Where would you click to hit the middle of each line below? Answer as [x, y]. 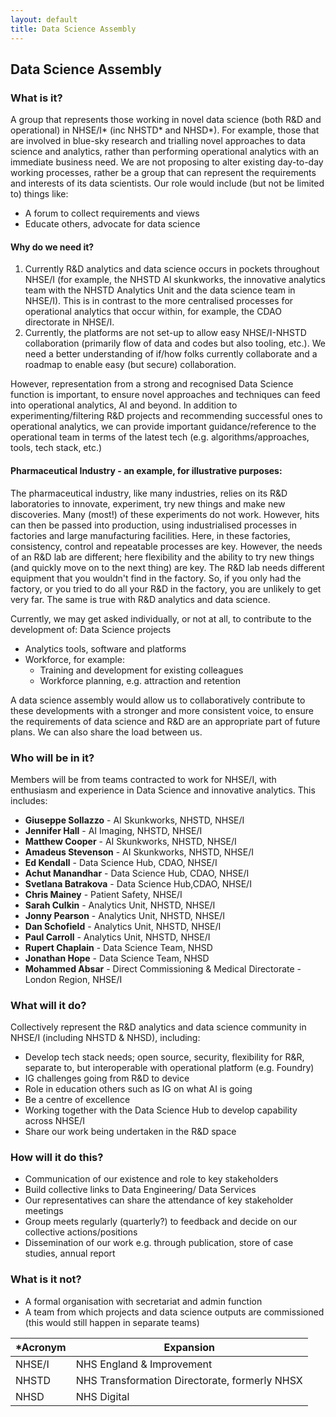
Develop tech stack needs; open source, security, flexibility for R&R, [164, 1057]
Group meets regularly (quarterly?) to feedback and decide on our [161, 1222]
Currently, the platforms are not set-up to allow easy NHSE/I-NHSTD [165, 333]
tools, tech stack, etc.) [56, 448]
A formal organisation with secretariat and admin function [143, 1301]
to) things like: [39, 194]
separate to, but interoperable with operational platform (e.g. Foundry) [169, 1068]
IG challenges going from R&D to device [107, 1078]
